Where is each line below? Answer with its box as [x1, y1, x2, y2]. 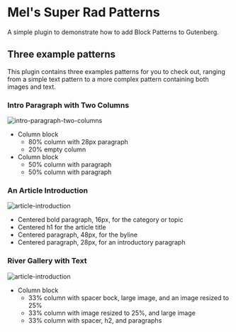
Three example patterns [7, 48, 116, 60]
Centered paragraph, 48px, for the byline [17, 230, 138, 239]
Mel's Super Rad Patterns [7, 4, 161, 21]
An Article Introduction [7, 186, 89, 196]
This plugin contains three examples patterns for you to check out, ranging [7, 67, 225, 75]
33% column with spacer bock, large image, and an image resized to [28, 293, 229, 302]
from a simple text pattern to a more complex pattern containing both [7, 75, 209, 83]
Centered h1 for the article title [17, 223, 106, 232]
